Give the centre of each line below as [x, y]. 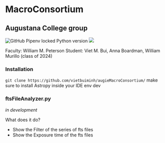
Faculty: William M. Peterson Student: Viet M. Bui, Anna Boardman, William [83, 51]
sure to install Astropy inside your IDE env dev [53, 86]
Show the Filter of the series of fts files [53, 129]
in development [21, 110]
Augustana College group [46, 28]
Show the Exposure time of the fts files [53, 135]
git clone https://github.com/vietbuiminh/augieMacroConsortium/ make [81, 80]
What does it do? [23, 120]
